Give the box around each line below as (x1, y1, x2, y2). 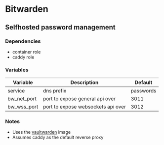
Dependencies (5, 38, 41, 45)
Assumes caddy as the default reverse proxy (12, 134, 104, 141)
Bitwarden (5, 3, 48, 15)
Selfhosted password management (5, 23, 116, 31)
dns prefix (42, 87, 67, 94)
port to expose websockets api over (42, 103, 126, 110)
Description (70, 79, 99, 86)
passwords (130, 87, 157, 94)
